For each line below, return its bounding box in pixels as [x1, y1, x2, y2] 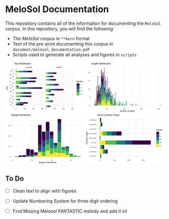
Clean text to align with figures [12, 188, 77, 194]
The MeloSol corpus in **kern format [12, 35, 90, 41]
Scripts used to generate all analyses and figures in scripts [12, 52, 137, 58]
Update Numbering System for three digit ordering [12, 198, 118, 204]
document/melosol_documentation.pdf [12, 47, 90, 52]
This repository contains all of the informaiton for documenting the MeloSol [5, 20, 161, 26]
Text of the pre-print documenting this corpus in [12, 40, 113, 47]
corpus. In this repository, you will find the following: [5, 25, 115, 31]
